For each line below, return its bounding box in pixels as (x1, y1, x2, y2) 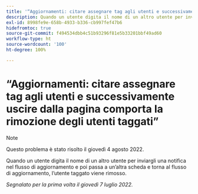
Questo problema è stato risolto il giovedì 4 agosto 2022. (6, 145, 144, 153)
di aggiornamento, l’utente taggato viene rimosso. (6, 169, 127, 176)
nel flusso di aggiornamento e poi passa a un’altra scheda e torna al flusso (6, 163, 187, 170)
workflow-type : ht (6, 36, 51, 42)
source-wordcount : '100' (6, 42, 67, 48)
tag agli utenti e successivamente (6, 89, 175, 103)
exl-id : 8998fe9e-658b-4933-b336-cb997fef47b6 (6, 19, 123, 25)
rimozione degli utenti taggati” (6, 115, 159, 128)
